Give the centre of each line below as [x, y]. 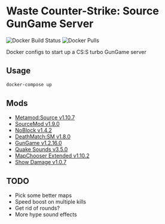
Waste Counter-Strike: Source [83, 11]
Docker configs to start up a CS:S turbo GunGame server [76, 52]
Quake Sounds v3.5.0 [41, 149]
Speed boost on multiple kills [51, 202]
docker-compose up [29, 84]
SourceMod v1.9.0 [37, 124]
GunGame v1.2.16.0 [38, 143]
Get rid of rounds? [37, 208]
